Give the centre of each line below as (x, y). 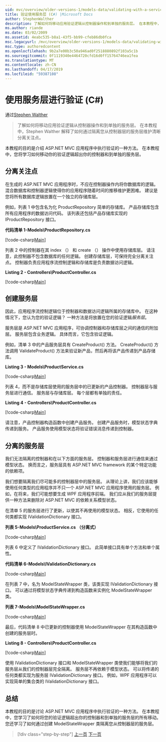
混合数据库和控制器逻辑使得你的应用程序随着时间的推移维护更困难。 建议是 (82, 190)
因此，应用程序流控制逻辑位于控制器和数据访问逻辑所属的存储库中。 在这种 (82, 311)
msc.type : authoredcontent (33, 46)
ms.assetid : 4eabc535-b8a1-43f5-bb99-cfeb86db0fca (58, 38)
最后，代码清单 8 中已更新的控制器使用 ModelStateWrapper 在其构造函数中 (81, 627)
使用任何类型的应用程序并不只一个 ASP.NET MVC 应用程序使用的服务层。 (80, 488)
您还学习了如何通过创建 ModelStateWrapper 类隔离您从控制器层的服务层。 (81, 724)
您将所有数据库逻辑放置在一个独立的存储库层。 (53, 196)
